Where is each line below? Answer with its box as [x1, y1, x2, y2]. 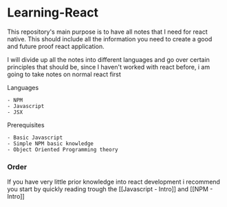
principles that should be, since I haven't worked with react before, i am [7, 63, 210, 71]
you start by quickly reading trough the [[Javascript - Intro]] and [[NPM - [7, 185, 213, 193]
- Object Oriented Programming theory [7, 146, 118, 153]
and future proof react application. [7, 42, 105, 50]
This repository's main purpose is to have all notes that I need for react [7, 28, 208, 36]
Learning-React [7, 5, 98, 21]
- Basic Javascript [7, 134, 63, 141]
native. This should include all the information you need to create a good [7, 34, 213, 43]
